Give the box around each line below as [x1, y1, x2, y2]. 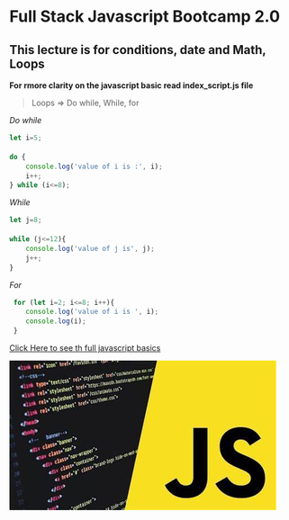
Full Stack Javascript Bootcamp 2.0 [9, 6, 281, 27]
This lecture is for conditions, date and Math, [9, 42, 266, 58]
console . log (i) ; [25, 317, 87, 326]
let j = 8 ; [9, 216, 42, 225]
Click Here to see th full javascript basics [9, 343, 161, 353]
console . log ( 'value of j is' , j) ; [25, 244, 155, 253]
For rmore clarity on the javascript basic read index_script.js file [9, 80, 254, 91]
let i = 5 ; [9, 133, 42, 142]
